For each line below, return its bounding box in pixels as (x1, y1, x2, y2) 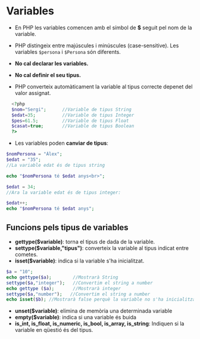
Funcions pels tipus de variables (6, 222, 129, 233)
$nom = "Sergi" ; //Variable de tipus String (11, 106, 132, 112)
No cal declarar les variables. (14, 60, 89, 67)
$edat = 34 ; (6, 184, 36, 190)
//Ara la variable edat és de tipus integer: (6, 190, 121, 196)
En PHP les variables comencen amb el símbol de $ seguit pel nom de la (14, 24, 192, 31)
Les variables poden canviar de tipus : (14, 139, 109, 147)
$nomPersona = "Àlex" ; (6, 151, 62, 157)
